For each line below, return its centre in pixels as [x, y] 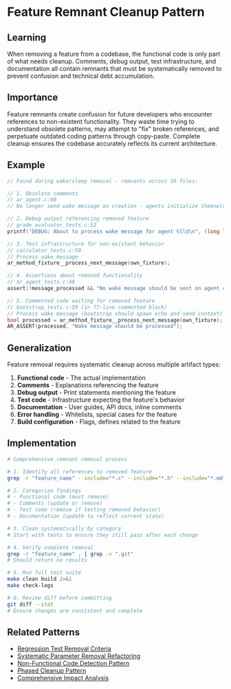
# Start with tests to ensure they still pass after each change [102, 535]
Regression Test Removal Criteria [64, 649]
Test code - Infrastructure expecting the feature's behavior [101, 400]
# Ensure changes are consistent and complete [75, 610]
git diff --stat [30, 604]
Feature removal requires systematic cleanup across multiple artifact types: [114, 364]
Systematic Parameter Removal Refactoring [79, 656]
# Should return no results [47, 560]
